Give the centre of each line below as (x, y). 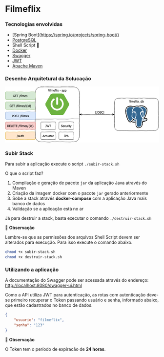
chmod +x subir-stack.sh (30, 252)
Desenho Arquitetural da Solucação (48, 79)
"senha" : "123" (29, 325)
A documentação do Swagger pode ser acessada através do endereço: (77, 280)
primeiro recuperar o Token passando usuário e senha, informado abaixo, (85, 300)
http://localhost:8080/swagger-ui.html (43, 285)
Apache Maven (27, 66)
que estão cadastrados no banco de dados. (49, 305)
